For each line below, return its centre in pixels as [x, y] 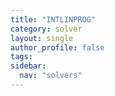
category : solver [46, 29]
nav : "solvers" [51, 76]
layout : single [42, 38]
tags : [21, 57]
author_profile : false [57, 47]
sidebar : [28, 66]
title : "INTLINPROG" [53, 19]
